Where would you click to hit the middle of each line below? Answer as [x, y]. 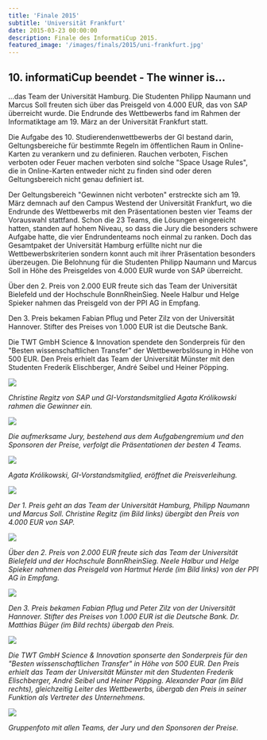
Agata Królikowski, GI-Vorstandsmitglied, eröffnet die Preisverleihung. [123, 475]
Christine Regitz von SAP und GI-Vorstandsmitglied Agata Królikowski [122, 397]
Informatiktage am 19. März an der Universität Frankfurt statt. [108, 121]
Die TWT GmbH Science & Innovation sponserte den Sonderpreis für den [128, 655]
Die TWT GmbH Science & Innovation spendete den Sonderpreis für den [127, 341]
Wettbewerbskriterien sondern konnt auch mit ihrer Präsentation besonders [132, 253]
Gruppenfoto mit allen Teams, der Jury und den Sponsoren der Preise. [124, 727]
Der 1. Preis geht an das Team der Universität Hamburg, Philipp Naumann [129, 505]
